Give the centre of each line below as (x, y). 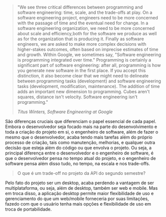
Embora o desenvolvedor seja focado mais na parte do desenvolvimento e (81, 127)
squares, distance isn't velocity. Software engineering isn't (77, 97)
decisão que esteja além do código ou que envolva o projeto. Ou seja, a (78, 148)
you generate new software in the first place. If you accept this (82, 71)
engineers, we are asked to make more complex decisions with (82, 44)
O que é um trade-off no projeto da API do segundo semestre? (81, 173)
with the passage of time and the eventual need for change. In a (83, 23)
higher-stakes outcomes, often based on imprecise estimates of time (88, 49)
